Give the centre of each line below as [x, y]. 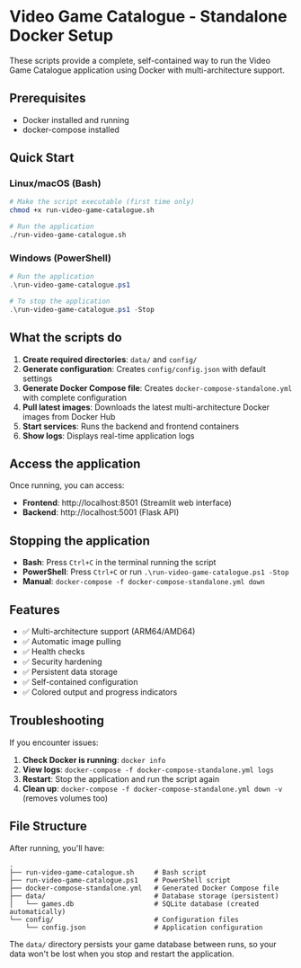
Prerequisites [48, 98]
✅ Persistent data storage [70, 671]
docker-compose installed [71, 129]
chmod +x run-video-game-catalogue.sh [82, 210]
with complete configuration [75, 397]
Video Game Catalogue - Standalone [148, 17]
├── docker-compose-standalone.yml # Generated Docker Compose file [144, 888]
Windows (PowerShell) [61, 258]
